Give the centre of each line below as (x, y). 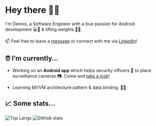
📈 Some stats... (30, 104)
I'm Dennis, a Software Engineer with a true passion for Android (70, 24)
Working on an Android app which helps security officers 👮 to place (82, 70)
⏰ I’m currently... (32, 59)
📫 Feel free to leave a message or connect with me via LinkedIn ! (71, 41)
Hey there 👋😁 (32, 10)
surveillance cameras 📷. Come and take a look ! (61, 76)
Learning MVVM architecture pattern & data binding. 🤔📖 (69, 87)
